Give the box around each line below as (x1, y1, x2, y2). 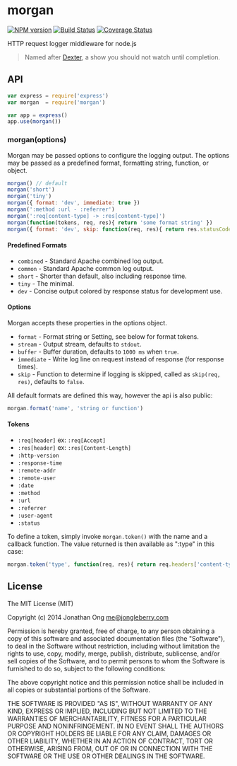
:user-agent (17, 512, 53, 520)
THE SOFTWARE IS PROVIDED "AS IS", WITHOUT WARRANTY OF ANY (7, 699, 213, 707)
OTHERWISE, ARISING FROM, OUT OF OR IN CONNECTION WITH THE (7, 744, 213, 753)
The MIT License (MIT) (7, 599, 74, 608)
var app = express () (7, 112, 68, 119)
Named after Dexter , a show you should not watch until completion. (24, 52, 221, 62)
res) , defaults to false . (17, 377, 85, 385)
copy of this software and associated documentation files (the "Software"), (7, 634, 226, 642)
